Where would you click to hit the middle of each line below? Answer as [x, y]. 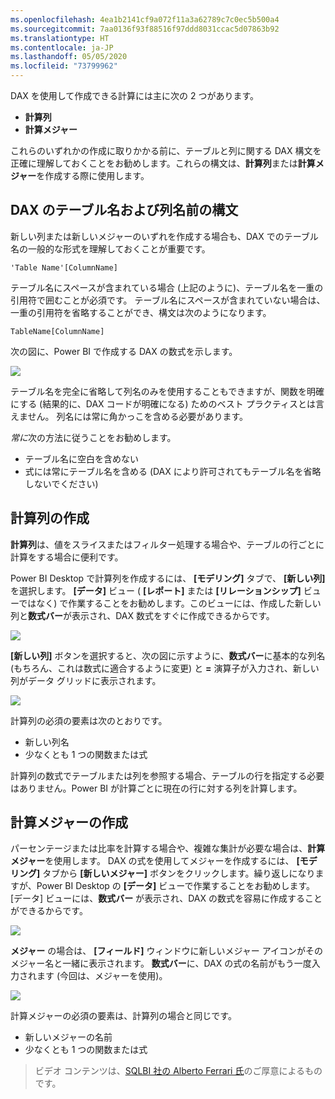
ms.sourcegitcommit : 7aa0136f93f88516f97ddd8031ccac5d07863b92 [145, 29]
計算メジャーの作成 [69, 822]
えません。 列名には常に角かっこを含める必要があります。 [129, 416]
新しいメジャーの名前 [68, 1037]
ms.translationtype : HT [60, 38]
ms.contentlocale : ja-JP [62, 47]
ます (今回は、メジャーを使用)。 [102, 976]
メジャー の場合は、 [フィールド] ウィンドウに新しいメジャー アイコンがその [166, 951]
